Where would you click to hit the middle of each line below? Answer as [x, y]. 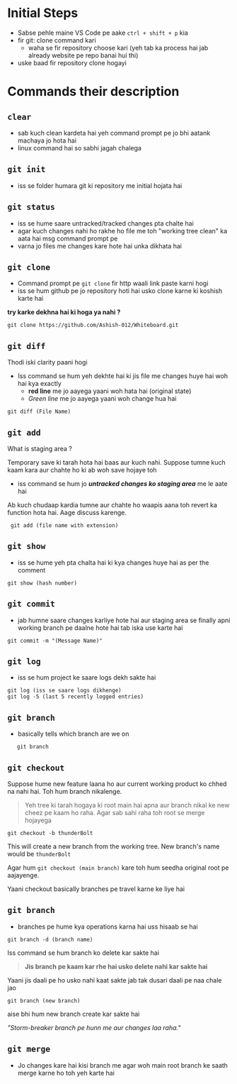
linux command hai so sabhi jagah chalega [79, 148]
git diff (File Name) [39, 412]
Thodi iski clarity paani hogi [47, 363]
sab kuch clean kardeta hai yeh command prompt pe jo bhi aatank [114, 133]
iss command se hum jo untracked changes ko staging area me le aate [122, 483]
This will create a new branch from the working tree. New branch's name [114, 846]
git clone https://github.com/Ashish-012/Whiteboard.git [93, 325]
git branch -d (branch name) [50, 939]
